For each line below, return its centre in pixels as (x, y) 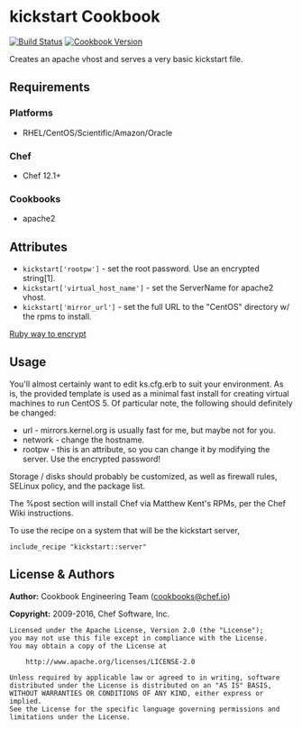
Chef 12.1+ (41, 175)
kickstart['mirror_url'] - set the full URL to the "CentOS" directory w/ (156, 307)
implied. (26, 701)
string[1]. (39, 278)
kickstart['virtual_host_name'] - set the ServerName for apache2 (148, 288)
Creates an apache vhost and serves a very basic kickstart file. (126, 59)
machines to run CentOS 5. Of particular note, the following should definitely (151, 403)
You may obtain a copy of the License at (88, 646)
